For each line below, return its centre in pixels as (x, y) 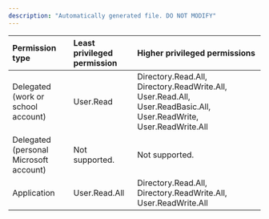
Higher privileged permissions (197, 53)
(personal (30, 149)
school (25, 107)
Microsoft (30, 160)
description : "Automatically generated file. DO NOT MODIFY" (112, 16)
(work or (28, 96)
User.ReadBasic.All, (174, 107)
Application (34, 193)
